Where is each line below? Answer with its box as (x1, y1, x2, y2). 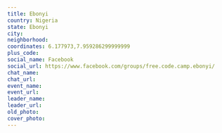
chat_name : (7, 69, 39, 76)
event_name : (7, 82, 42, 89)
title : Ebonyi (7, 10, 49, 18)
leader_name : (7, 96, 46, 103)
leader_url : (7, 102, 42, 109)
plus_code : (7, 50, 39, 57)
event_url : (7, 89, 39, 96)
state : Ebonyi (7, 23, 49, 30)
